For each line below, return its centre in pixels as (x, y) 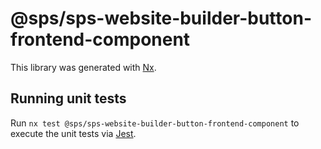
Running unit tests (68, 98)
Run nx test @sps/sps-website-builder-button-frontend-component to (155, 123)
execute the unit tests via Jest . (73, 133)
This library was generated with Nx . (83, 67)
